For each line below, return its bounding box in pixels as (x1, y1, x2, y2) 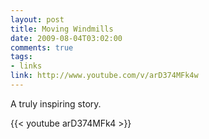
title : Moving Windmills (10, 24, 114, 34)
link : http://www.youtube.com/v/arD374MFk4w (10, 71, 199, 81)
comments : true (10, 42, 74, 53)
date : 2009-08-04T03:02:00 (10, 33, 123, 43)
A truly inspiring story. (10, 97, 102, 110)
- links (10, 61, 43, 71)
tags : (10, 52, 33, 62)
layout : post (10, 14, 65, 25)
